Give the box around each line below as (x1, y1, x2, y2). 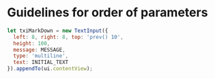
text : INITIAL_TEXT (13, 59, 69, 66)
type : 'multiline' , (13, 52, 69, 59)
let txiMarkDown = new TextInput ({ (7, 27, 109, 34)
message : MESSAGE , (13, 46, 66, 53)
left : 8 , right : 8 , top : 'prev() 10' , (13, 33, 124, 40)
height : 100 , (13, 39, 51, 47)
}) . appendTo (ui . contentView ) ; (7, 65, 94, 72)
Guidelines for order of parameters (7, 5, 208, 20)
